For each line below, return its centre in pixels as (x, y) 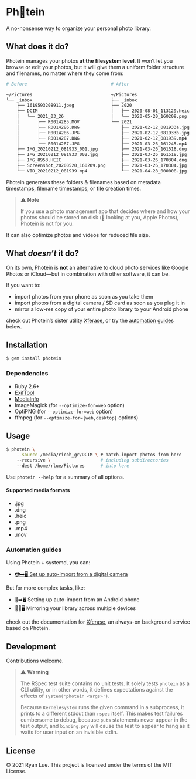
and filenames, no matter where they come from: (65, 73)
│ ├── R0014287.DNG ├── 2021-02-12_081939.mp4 (102, 138)
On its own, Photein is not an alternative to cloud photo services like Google (97, 267)
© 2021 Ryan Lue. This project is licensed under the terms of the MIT (89, 764)
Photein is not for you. (47, 223)
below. (14, 326)
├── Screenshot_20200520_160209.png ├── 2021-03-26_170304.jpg (102, 165)
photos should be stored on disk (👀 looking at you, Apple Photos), (99, 217)
